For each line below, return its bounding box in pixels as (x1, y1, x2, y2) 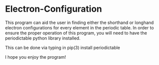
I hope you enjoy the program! (5, 54, 66, 60)
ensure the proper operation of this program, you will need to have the (5, 30, 147, 36)
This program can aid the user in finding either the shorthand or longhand (5, 20, 154, 25)
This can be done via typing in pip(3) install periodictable (5, 44, 120, 50)
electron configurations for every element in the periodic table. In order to (5, 24, 154, 30)
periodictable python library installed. (5, 35, 81, 41)
